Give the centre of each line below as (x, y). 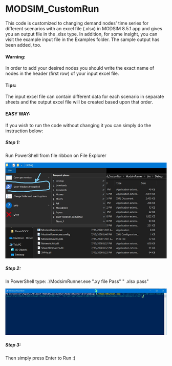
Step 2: (13, 268)
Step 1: (13, 143)
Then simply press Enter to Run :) (40, 358)
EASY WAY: (18, 114)
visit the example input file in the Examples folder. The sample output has (82, 39)
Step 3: (13, 345)
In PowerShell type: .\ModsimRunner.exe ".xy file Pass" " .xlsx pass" (77, 281)
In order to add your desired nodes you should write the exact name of (80, 68)
